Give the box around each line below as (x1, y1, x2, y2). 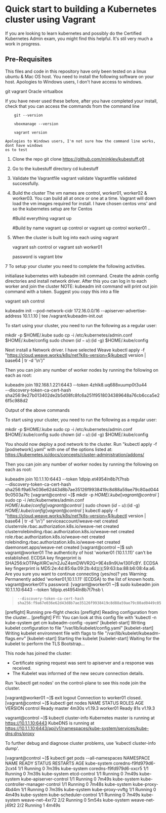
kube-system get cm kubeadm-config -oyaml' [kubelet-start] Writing (5, 619, 146, 626)
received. (12, 665, 32, 671)
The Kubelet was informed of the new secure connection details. (12, 670, 144, 676)
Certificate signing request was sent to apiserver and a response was (12, 660, 154, 666)
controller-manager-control (5, 781, 61, 787)
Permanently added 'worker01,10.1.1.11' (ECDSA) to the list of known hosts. (5, 576, 156, 582)
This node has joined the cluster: (5, 650, 72, 656)
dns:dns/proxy (5, 730, 35, 736)
